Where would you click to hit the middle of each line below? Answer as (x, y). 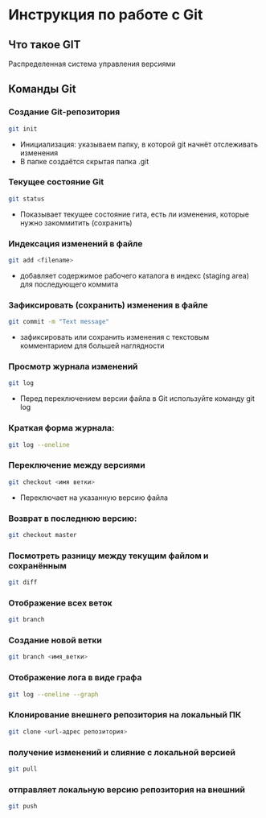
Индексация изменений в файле (76, 243)
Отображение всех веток (60, 603)
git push (23, 807)
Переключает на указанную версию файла (94, 498)
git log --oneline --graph (53, 694)
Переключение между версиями (77, 465)
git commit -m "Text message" (59, 322)
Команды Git (42, 89)
